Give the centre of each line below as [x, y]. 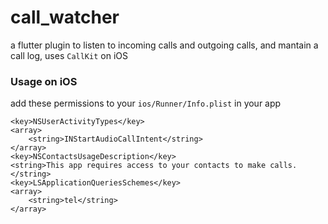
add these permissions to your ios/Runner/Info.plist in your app [146, 103]
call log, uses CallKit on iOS [69, 55]
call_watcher [65, 17]
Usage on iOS [44, 81]
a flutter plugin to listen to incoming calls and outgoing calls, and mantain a [164, 45]
